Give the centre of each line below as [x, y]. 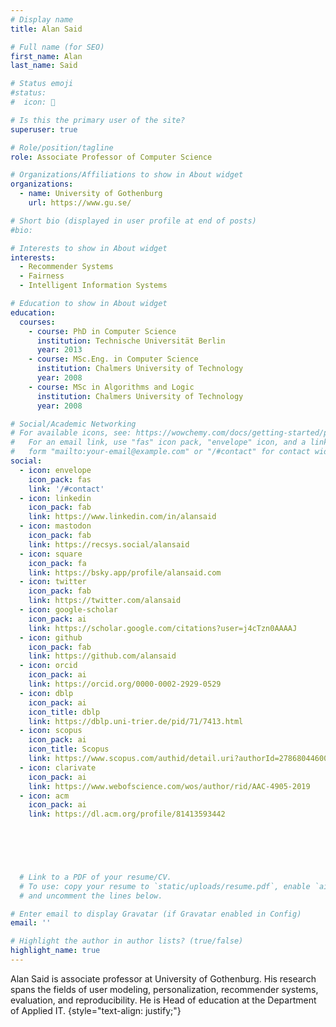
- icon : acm [44, 796]
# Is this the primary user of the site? [98, 120]
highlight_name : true [55, 951]
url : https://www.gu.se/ [80, 203]
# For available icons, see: [71, 433]
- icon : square [51, 554]
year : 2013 [59, 350]
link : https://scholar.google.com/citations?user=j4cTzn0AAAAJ [163, 628]
